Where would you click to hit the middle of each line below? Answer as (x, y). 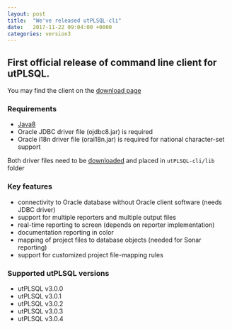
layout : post (27, 14)
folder (16, 168)
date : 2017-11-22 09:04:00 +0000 (60, 27)
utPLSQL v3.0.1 (39, 296)
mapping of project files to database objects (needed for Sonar (109, 240)
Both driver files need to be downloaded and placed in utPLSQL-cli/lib (111, 161)
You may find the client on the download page (74, 91)
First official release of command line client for (112, 62)
